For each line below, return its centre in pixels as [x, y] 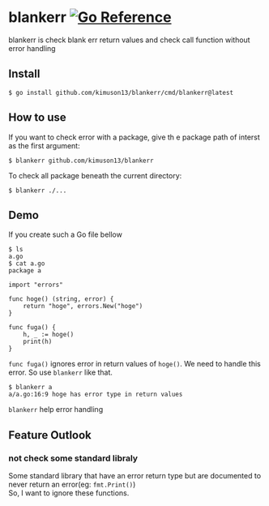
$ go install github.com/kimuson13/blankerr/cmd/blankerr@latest [121, 92]
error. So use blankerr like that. [61, 372]
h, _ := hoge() [49, 335]
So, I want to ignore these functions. [69, 493]
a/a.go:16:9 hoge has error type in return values [96, 395]
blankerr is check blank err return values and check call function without [129, 40]
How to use [37, 118]
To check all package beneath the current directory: [95, 175]
